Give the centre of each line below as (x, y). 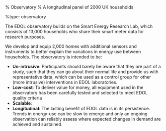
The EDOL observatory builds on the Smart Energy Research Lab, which (79, 26)
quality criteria (27, 98)
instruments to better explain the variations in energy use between (73, 52)
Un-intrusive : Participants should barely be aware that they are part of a (86, 66)
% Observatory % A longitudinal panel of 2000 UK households (69, 7)
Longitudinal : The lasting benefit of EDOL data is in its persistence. (81, 109)
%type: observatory (26, 17)
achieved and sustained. (38, 124)
